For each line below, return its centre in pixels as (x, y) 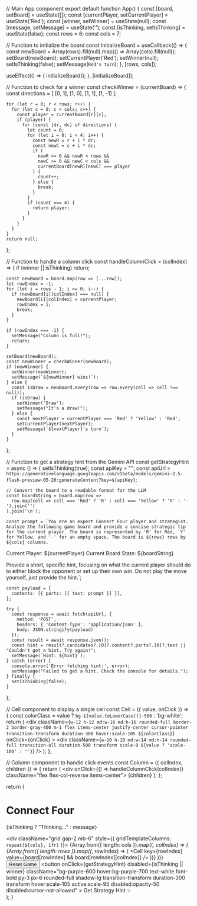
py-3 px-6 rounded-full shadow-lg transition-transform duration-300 (102, 878)
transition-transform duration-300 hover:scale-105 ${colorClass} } (91, 733)
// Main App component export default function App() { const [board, (90, 9)
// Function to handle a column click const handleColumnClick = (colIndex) (97, 261)
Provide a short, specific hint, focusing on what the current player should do (98, 565)
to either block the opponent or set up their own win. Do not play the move (96, 571)
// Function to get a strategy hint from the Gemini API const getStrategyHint (98, 462)
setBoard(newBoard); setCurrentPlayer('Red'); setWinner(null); (82, 58)
